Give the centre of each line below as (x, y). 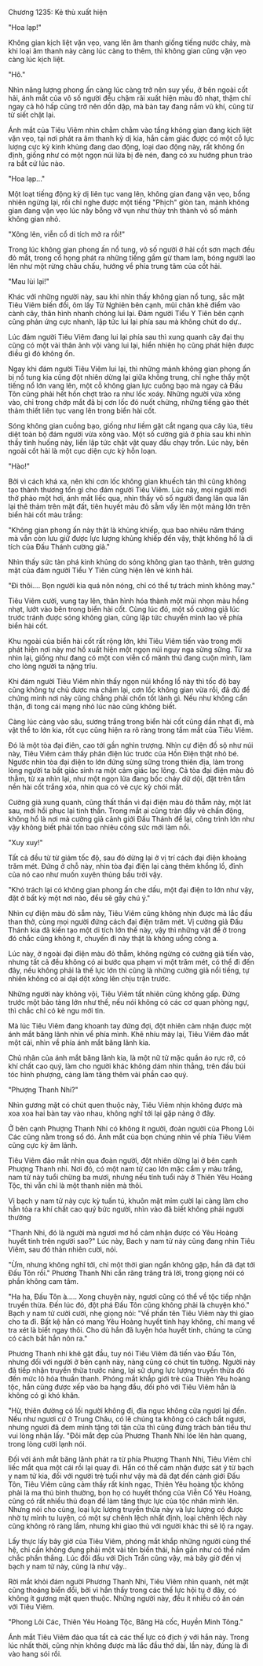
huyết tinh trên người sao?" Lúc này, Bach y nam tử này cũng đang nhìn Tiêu (131, 1241)
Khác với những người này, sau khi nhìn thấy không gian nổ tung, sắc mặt (126, 296)
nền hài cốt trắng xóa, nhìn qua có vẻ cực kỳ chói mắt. (96, 787)
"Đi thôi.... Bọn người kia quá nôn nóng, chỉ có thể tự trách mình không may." (132, 585)
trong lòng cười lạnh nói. (47, 1444)
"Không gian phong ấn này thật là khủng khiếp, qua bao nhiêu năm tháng (126, 530)
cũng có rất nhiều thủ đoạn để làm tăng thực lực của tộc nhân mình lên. (124, 1501)
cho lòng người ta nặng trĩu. (53, 666)
